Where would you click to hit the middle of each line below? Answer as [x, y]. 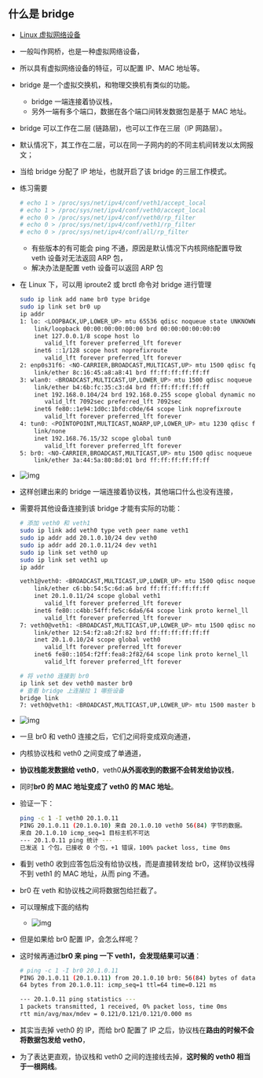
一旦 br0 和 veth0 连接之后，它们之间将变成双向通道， [107, 737]
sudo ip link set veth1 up [64, 560]
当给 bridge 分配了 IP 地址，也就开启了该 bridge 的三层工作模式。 [125, 171]
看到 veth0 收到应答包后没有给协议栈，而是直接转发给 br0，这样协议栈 [133, 863]
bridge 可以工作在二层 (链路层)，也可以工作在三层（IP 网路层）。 [123, 127]
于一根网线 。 [40, 1066]
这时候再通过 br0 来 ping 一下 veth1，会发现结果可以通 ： [110, 955]
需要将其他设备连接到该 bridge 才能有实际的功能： [101, 508]
